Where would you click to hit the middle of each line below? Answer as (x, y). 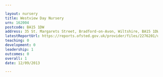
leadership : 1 (19, 49)
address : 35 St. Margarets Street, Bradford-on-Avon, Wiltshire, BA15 (78, 32)
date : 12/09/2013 (23, 63)
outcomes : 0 (17, 54)
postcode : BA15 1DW (25, 27)
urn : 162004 (17, 23)
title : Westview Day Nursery (34, 18)
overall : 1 (16, 58)
